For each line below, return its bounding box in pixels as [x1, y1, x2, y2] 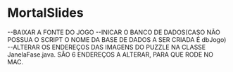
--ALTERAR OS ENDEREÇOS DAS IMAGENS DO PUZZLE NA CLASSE [7, 43, 206, 51]
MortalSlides [7, 5, 84, 21]
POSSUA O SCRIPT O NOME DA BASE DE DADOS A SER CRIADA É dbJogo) [7, 35, 227, 43]
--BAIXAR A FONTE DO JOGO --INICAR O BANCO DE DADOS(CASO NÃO [7, 28, 220, 36]
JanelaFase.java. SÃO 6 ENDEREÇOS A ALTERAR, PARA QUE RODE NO [7, 50, 213, 59]
